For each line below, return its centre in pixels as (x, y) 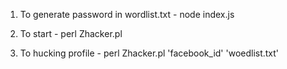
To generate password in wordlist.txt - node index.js (127, 14)
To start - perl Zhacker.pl (71, 33)
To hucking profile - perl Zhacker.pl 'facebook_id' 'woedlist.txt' (149, 53)
